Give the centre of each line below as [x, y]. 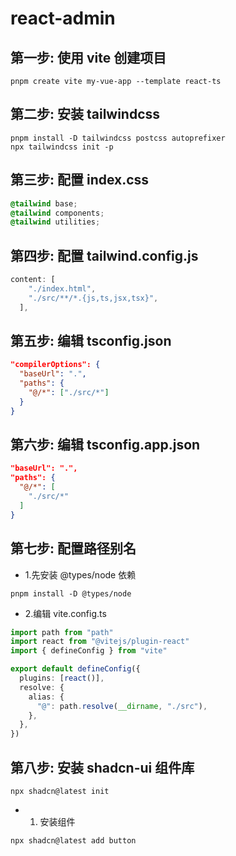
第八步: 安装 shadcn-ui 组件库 [102, 767]
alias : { [46, 697]
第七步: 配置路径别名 [73, 548]
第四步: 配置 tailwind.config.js [104, 255]
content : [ [33, 280]
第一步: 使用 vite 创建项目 [88, 57]
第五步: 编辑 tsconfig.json [91, 340]
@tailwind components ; [57, 213]
